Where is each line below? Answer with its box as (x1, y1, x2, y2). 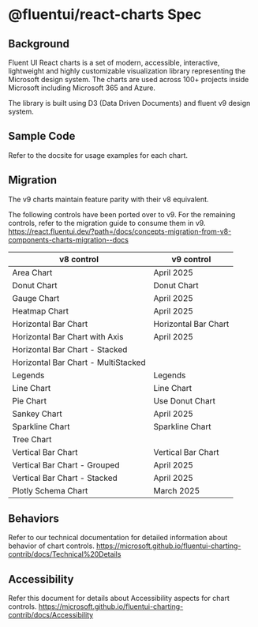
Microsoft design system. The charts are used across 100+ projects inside (8, 75, 249, 84)
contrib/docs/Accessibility (8, 610, 94, 620)
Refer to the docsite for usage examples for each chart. (8, 150, 188, 160)
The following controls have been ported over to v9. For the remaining (8, 209, 236, 219)
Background (8, 37, 69, 51)
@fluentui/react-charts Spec (8, 6, 202, 24)
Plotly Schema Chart (12, 485, 88, 496)
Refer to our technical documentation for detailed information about (8, 533, 228, 543)
